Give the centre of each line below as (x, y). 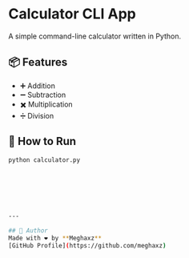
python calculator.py (44, 160)
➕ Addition (38, 86)
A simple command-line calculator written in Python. (95, 36)
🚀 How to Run (42, 141)
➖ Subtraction (43, 95)
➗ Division (37, 115)
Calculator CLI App (72, 14)
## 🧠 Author (28, 231)
